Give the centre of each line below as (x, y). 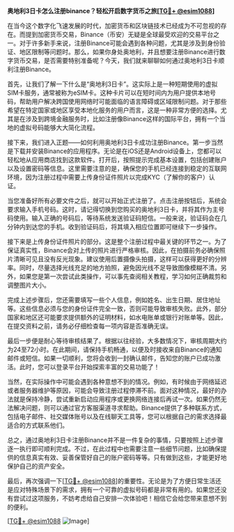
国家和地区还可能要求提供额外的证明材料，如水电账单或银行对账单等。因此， (117, 317)
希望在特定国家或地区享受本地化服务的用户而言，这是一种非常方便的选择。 (114, 110)
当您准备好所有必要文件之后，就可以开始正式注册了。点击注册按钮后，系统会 (117, 201)
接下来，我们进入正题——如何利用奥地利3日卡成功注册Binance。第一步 (109, 142)
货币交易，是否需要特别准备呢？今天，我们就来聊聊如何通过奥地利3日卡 (116, 61)
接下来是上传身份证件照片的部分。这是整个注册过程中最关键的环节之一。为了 (117, 242)
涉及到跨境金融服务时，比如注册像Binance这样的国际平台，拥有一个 (123, 119)
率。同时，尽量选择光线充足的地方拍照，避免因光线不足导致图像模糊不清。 (114, 268)
